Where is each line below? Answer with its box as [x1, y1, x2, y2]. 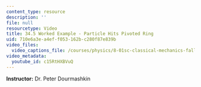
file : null [6, 20, 33, 26]
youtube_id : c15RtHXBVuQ [11, 58, 74, 64]
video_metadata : [6, 53, 47, 59]
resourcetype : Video [6, 25, 58, 32]
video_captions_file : [11, 48, 66, 54]
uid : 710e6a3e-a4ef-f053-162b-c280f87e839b [6, 36, 117, 42]
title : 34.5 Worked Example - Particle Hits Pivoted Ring [6, 31, 154, 37]
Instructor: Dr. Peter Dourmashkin [6, 75, 91, 82]
